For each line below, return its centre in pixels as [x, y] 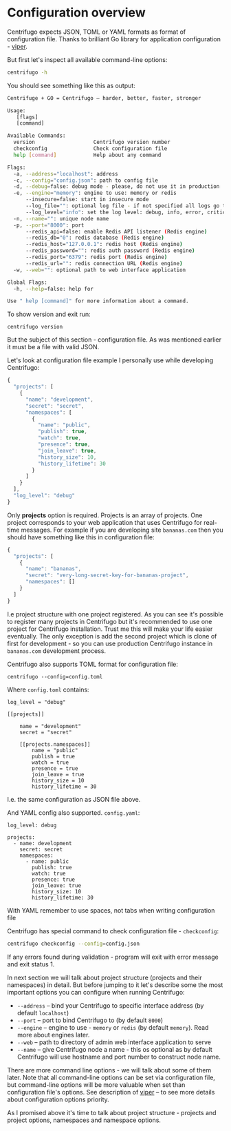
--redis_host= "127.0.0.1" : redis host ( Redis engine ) [104, 245]
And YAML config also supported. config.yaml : [74, 812]
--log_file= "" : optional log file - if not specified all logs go [122, 206]
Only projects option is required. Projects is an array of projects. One [105, 515]
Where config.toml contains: [48, 689]
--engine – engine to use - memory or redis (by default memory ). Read [113, 1027]
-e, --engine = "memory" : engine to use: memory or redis [95, 193]
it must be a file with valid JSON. [53, 347]
